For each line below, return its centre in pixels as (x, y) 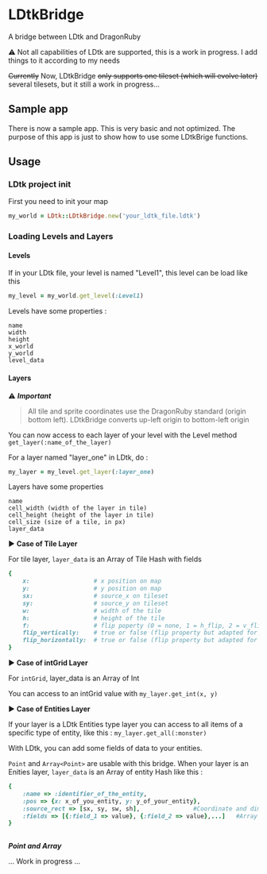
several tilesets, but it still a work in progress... (84, 84)
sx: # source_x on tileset (96, 596)
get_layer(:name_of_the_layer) (60, 442)
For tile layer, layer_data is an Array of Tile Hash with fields (105, 559)
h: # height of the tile (94, 618)
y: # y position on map (92, 589)
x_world (21, 347)
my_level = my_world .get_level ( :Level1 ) (76, 296)
